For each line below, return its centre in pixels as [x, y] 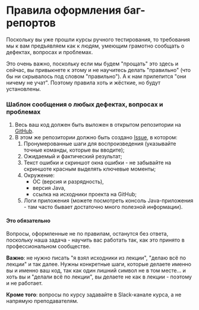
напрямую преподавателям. [42, 301]
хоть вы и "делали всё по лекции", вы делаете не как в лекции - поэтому [99, 277]
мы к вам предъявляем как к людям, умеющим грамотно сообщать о [95, 46]
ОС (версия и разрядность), [68, 181]
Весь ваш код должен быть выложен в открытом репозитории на [98, 125]
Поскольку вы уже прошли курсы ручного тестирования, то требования [98, 39]
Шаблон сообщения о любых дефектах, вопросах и [85, 104]
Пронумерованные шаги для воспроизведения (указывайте [100, 144]
